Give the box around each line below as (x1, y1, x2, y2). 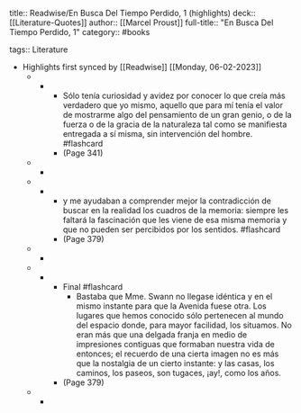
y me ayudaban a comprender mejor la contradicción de (62, 195, 272, 206)
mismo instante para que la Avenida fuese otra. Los (76, 301, 268, 311)
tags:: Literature (9, 44, 68, 55)
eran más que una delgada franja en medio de (76, 329, 248, 340)
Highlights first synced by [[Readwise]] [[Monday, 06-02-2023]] (22, 62, 262, 72)
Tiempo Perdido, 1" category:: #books (9, 27, 150, 37)
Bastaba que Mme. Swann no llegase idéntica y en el (76, 292, 273, 301)
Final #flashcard (62, 282, 123, 292)
